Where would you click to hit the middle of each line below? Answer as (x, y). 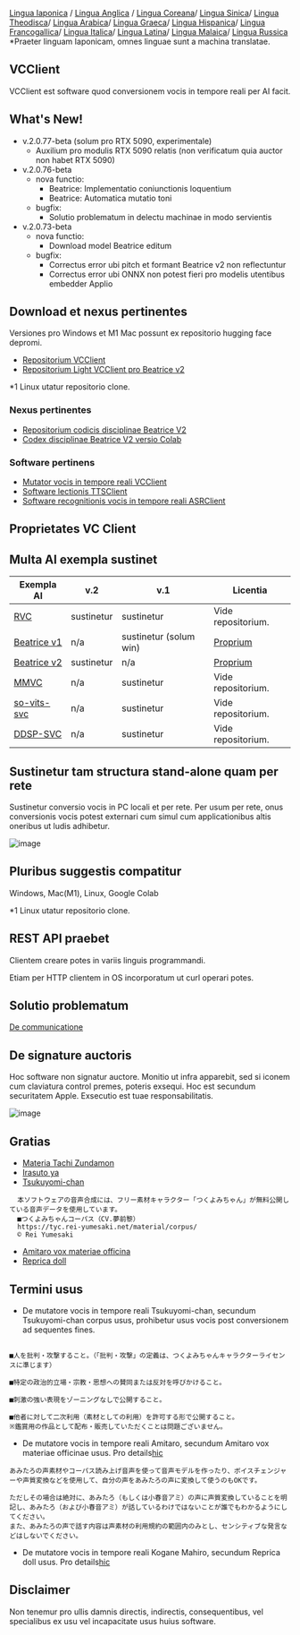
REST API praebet (59, 939)
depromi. (26, 343)
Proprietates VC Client (73, 529)
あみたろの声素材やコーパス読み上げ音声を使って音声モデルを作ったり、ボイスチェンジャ (148, 1471)
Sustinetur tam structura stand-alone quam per (144, 771)
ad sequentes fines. (58, 1330)
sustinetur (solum (158, 637)
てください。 (29, 1517)
